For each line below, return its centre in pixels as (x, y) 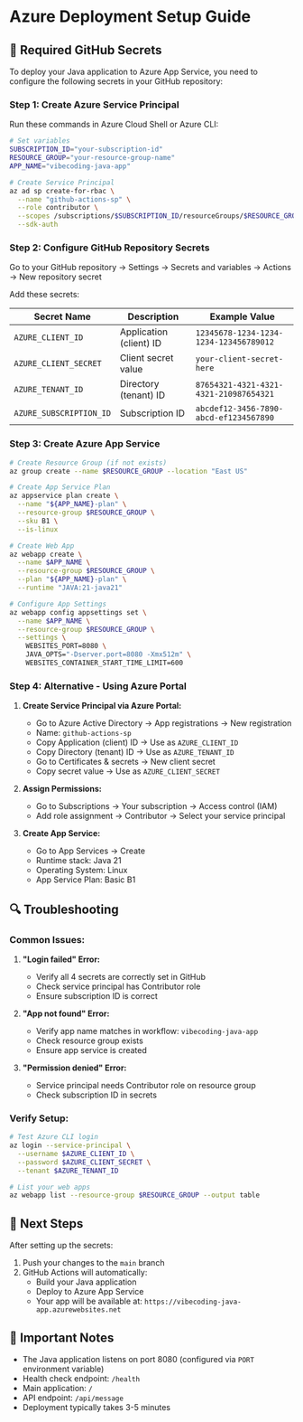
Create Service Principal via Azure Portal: (102, 706)
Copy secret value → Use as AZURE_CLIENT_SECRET (128, 771)
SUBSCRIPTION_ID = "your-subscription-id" (87, 150)
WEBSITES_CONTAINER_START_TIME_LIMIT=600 (104, 663)
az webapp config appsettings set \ (78, 612)
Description (153, 316)
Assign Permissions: (62, 789)
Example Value (242, 316)
